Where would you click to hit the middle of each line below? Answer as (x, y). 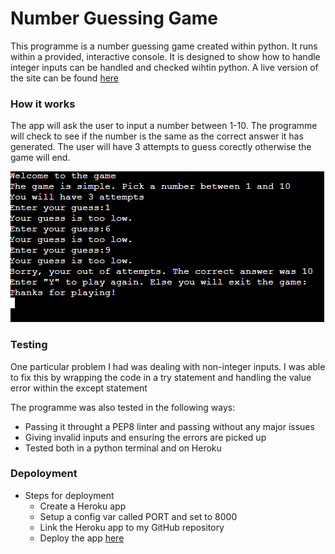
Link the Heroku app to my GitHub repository (132, 527)
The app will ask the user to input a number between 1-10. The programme (164, 126)
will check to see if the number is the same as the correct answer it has (157, 136)
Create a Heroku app (83, 506)
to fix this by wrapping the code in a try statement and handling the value (161, 377)
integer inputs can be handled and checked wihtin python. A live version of (164, 67)
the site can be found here (65, 78)
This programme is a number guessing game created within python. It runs (164, 46)
